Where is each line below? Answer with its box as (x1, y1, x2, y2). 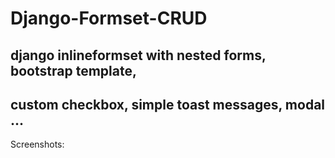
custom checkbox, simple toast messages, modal (10, 96, 326, 113)
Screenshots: (10, 138, 65, 151)
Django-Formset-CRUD (10, 7, 208, 30)
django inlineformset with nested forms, (10, 47, 267, 64)
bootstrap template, (10, 62, 137, 79)
